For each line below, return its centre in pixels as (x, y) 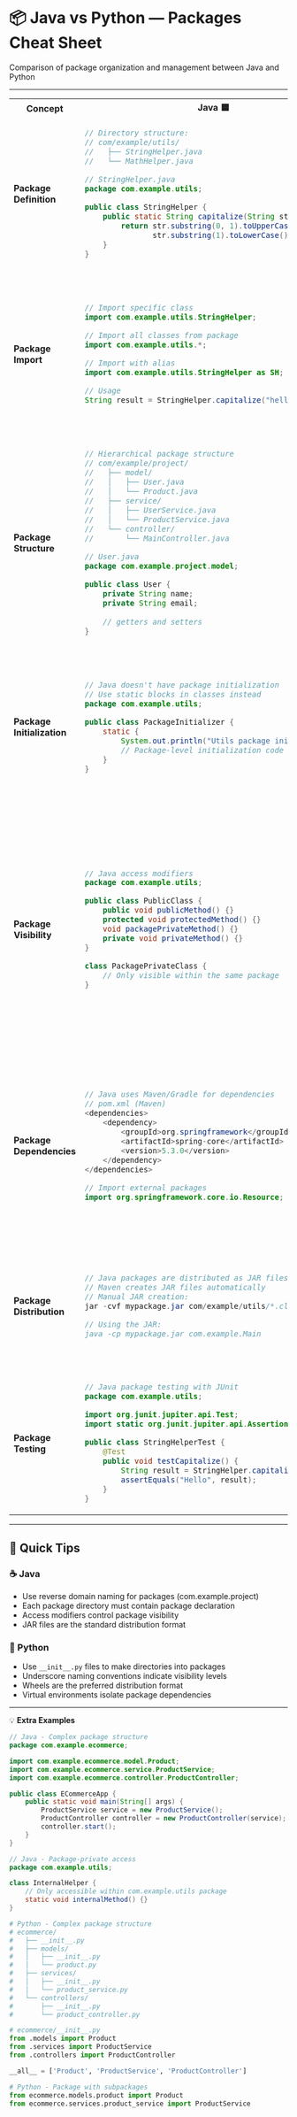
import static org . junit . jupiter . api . (166, 1424)
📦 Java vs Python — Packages (126, 18)
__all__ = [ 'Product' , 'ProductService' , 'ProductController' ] (128, 2071)
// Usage (103, 390)
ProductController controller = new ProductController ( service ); (164, 1819)
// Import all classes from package (161, 335)
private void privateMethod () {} (173, 939)
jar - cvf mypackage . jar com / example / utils (175, 1306)
